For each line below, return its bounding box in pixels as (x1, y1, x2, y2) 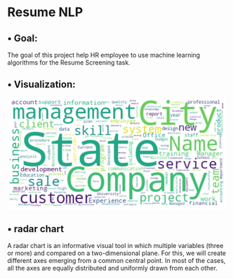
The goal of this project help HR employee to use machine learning (7, 51, 201, 59)
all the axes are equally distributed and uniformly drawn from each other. (7, 264, 218, 273)
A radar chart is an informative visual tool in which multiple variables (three (7, 242, 224, 250)
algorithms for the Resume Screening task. (7, 58, 131, 67)
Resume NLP (7, 4, 84, 20)
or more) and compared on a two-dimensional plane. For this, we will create (7, 249, 227, 257)
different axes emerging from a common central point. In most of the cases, (7, 257, 226, 265)
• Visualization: (7, 79, 76, 91)
